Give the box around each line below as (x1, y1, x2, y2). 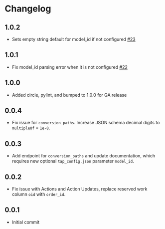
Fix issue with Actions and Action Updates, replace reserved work (11, 186, 148, 192)
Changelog (4, 3, 51, 15)
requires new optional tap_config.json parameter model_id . (11, 158, 134, 164)
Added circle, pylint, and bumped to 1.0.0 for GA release (11, 92, 127, 98)
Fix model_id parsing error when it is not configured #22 (11, 64, 128, 70)
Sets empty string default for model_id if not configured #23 (11, 36, 136, 42)
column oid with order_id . (11, 191, 66, 197)
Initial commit (11, 219, 40, 225)
